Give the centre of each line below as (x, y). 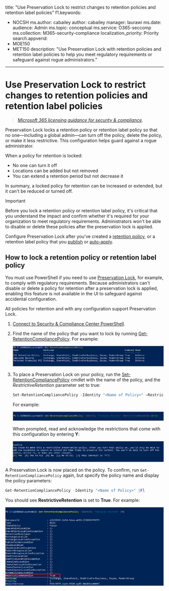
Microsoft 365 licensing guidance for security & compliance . (80, 120)
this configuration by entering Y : (46, 434)
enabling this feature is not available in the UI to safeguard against (74, 293)
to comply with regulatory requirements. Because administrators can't (77, 283)
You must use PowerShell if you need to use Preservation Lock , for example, (84, 277)
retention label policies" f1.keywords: (43, 13)
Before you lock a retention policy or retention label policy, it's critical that (81, 210)
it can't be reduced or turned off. (39, 191)
